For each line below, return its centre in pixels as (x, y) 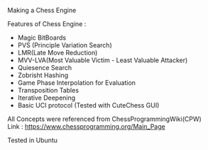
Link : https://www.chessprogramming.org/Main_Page (86, 126)
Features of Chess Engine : (47, 24)
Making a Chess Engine (42, 10)
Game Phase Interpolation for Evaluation (77, 83)
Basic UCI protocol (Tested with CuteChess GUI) (88, 105)
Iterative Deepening (46, 98)
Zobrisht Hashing (43, 75)
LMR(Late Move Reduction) (58, 53)
